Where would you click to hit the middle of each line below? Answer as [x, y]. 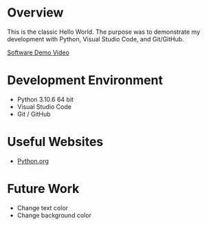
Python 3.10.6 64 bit [45, 99]
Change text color [43, 207]
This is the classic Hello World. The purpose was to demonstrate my [104, 32]
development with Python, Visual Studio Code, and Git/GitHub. [96, 39]
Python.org [33, 161]
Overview [35, 13]
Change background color [54, 215]
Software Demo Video [39, 52]
